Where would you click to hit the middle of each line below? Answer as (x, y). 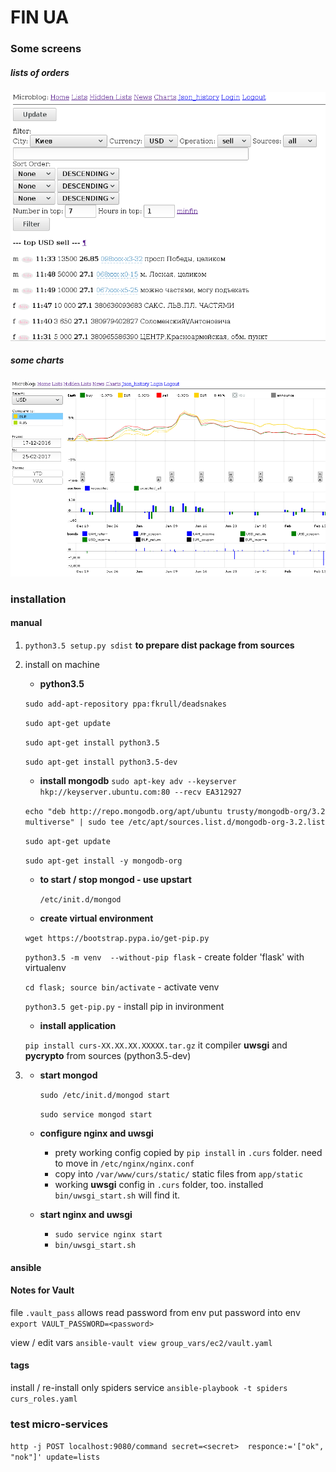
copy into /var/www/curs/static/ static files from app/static (179, 1173)
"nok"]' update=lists (55, 1457)
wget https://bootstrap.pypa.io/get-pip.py (117, 938)
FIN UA (40, 17)
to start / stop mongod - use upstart (115, 879)
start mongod (68, 1075)
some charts (37, 360)
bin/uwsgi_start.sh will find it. (117, 1195)
